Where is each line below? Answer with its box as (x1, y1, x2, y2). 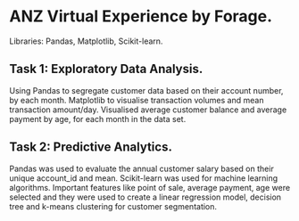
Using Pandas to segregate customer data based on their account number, (9, 85, 284, 95)
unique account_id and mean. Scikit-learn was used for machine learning (9, 172, 278, 184)
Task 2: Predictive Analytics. (9, 140, 172, 155)
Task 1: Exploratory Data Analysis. (9, 61, 203, 77)
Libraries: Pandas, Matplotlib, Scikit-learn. (9, 36, 163, 46)
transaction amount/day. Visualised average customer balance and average (9, 104, 287, 115)
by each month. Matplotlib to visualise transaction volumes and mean (9, 94, 264, 105)
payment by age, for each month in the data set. (9, 113, 187, 124)
